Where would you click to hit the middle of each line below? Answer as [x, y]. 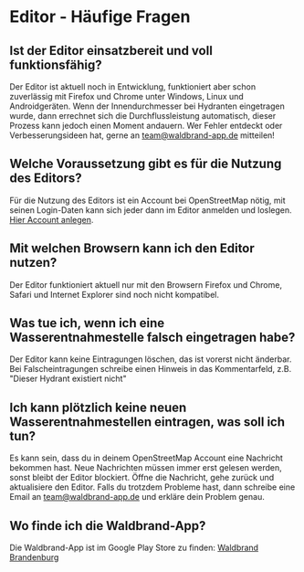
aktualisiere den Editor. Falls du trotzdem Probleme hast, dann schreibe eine [152, 487]
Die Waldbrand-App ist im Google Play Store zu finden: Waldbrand [134, 548]
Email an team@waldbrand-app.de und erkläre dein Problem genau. [137, 497]
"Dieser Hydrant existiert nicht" [68, 379]
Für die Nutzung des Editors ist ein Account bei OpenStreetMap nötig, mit [147, 200]
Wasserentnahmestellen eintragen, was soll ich [147, 422]
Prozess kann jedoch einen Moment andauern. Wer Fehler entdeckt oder [146, 126]
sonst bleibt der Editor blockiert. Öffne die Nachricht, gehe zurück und [142, 478]
